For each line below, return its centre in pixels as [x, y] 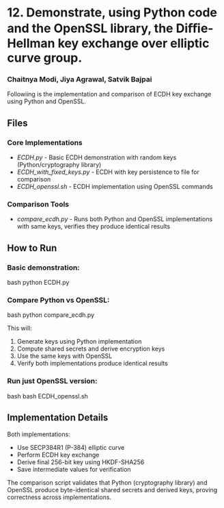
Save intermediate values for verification [74, 469]
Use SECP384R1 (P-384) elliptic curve [71, 447]
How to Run [32, 248]
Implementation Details [58, 418]
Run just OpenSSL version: [52, 381]
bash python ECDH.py [38, 283]
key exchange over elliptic [134, 43]
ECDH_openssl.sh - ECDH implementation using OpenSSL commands [115, 187]
